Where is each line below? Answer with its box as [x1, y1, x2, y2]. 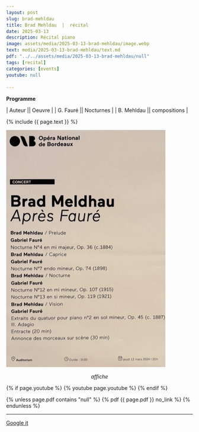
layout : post [6, 9, 38, 15]
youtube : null [6, 72, 41, 78]
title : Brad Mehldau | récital [6, 22, 89, 28]
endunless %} [6, 402, 40, 409]
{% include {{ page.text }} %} [6, 119, 78, 126]
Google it [6, 420, 28, 427]
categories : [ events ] [6, 66, 60, 72]
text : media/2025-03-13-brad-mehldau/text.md [6, 47, 120, 53]
